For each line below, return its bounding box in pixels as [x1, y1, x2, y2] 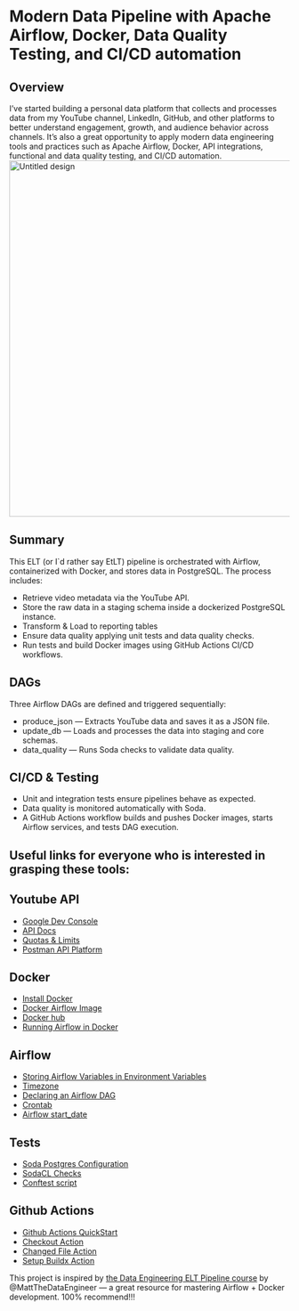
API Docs [21, 924, 56, 936]
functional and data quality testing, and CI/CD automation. [9, 151, 222, 161]
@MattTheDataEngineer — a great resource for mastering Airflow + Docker [9, 1282, 285, 1292]
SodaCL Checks [21, 1168, 82, 1179]
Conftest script [21, 1177, 77, 1188]
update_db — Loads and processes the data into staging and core [21, 725, 264, 736]
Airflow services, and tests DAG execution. [21, 822, 180, 833]
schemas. [21, 735, 59, 745]
